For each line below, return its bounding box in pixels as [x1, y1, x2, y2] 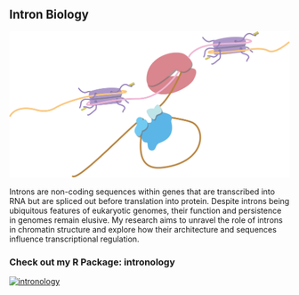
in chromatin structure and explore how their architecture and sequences [9, 225, 278, 235]
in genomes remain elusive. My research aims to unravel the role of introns [9, 215, 283, 225]
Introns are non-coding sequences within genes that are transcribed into [9, 186, 276, 197]
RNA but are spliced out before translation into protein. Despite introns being [9, 196, 290, 207]
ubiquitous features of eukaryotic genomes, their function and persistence [9, 205, 282, 217]
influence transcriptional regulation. [9, 234, 140, 244]
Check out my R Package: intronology [9, 256, 175, 268]
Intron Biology [9, 7, 89, 22]
